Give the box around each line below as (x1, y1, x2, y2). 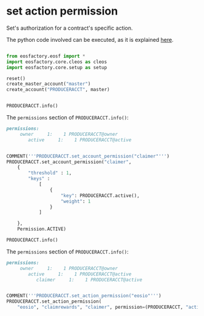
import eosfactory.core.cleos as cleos (6, 59, 107, 65)
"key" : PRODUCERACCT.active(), (60, 192, 140, 198)
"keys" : (28, 176, 50, 182)
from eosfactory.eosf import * (6, 53, 86, 59)
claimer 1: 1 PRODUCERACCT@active (36, 277, 143, 283)
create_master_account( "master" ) (6, 81, 91, 87)
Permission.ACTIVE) (17, 226, 67, 232)
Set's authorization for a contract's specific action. (6, 24, 133, 32)
